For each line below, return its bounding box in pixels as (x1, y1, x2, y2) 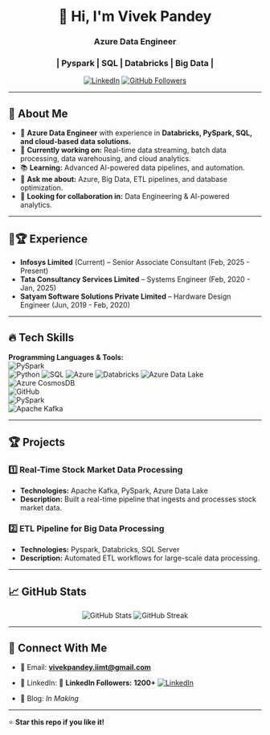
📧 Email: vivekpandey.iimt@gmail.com (19, 663, 151, 672)
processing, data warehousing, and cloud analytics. (19, 154, 191, 163)
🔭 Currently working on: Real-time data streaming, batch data (19, 145, 227, 155)
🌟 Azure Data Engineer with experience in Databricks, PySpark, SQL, (19, 128, 252, 138)
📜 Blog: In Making (19, 694, 79, 704)
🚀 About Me (8, 106, 68, 120)
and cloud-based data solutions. (19, 137, 132, 147)
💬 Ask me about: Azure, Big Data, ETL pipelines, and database (19, 175, 227, 184)
